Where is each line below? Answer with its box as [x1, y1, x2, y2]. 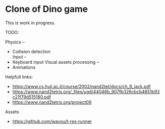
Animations [12, 64, 36, 70]
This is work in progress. [5, 20, 55, 26]
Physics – [5, 39, 25, 45]
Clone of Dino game [5, 3, 88, 15]
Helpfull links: [5, 74, 33, 80]
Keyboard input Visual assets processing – [12, 59, 99, 65]
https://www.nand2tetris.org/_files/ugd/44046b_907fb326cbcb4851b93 [12, 88, 160, 94]
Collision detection [12, 48, 51, 54]
